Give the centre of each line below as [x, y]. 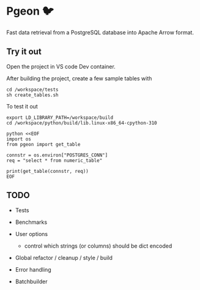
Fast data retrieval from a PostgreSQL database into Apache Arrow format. [100, 32]
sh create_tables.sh [33, 95]
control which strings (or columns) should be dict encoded [98, 246]
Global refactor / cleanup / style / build [64, 258]
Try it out [24, 52]
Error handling [33, 269]
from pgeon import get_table [43, 144]
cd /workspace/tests [33, 90]
